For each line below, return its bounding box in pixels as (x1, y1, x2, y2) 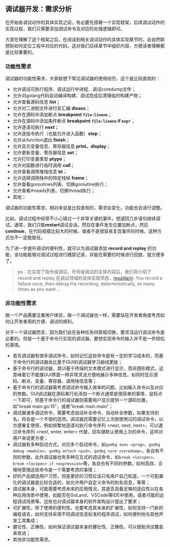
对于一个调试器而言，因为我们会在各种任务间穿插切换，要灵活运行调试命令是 (5, 329, 165, 336)
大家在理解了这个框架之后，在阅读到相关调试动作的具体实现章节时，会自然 (5, 36, 160, 42)
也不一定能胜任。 (9, 235, 46, 241)
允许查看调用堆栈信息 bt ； (12, 169, 67, 175)
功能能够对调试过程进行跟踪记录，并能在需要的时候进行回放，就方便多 (18, 251, 165, 258)
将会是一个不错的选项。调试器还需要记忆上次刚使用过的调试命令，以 (21, 416, 163, 422)
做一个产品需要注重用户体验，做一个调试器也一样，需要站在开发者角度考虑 (5, 312, 160, 318)
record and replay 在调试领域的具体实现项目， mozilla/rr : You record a (17, 275, 163, 281)
